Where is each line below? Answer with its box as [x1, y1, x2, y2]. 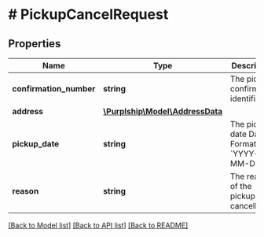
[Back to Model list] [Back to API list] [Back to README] [8, 220, 189, 230]
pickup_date [12, 139, 60, 149]
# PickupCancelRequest [8, 6, 169, 24]
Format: [230, 139, 259, 149]
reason [12, 186, 39, 196]
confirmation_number [12, 83, 96, 94]
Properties [8, 37, 61, 50]
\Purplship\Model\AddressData [103, 106, 223, 117]
